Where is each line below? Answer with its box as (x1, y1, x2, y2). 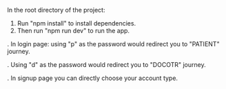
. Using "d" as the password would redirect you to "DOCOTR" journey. (7, 61, 206, 68)
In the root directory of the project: (7, 6, 105, 14)
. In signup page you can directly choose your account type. (7, 74, 178, 82)
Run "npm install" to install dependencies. (17, 19, 136, 27)
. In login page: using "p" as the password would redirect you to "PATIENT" (7, 40, 220, 48)
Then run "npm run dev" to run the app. (17, 27, 130, 34)
